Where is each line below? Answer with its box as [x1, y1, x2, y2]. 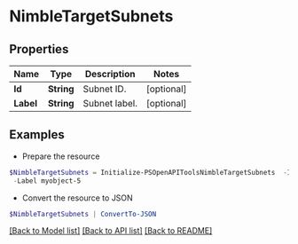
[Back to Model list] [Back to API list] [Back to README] [9, 225, 213, 236]
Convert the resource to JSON [21, 193, 133, 203]
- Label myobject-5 [12, 176, 82, 185]
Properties [9, 42, 69, 57]
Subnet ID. [82, 83, 127, 95]
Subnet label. [82, 98, 137, 109]
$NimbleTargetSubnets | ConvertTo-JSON [9, 209, 157, 218]
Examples [9, 127, 65, 143]
